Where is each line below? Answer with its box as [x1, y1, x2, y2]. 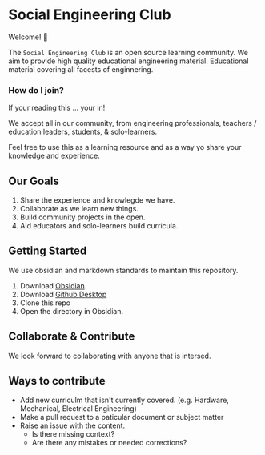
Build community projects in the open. [19, 212, 146, 222]
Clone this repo [19, 298, 70, 308]
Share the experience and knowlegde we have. [19, 195, 175, 205]
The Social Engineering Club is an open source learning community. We [8, 47, 249, 57]
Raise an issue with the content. [19, 421, 126, 430]
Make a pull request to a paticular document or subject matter [19, 413, 224, 422]
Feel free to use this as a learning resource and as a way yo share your [8, 143, 242, 152]
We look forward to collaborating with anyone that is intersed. [8, 351, 211, 360]
